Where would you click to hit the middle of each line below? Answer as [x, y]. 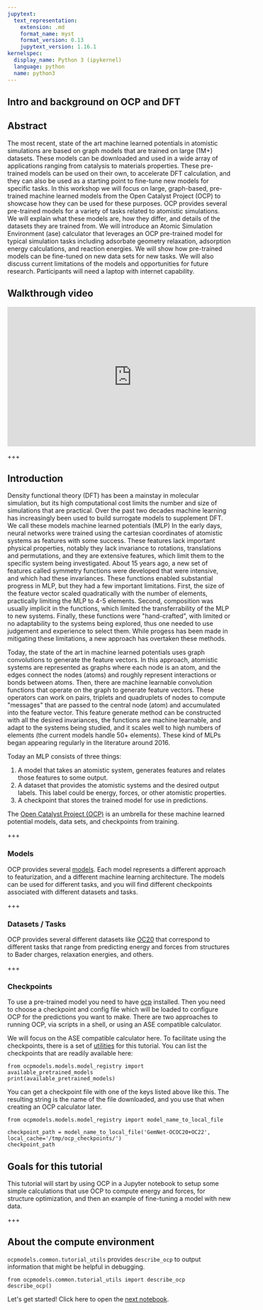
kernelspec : [25, 54]
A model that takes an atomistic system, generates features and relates [121, 771]
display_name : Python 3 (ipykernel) [68, 60]
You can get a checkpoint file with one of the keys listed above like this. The [118, 1092]
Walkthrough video [50, 294]
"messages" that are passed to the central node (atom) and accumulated [114, 705]
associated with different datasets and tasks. [73, 892]
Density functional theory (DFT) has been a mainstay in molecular [103, 496]
